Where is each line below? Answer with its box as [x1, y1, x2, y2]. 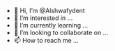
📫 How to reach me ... [13, 37, 79, 44]
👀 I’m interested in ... [13, 14, 73, 22]
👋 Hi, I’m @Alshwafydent [13, 7, 85, 14]
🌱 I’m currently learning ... [13, 21, 89, 29]
